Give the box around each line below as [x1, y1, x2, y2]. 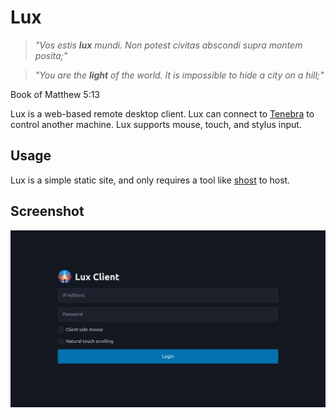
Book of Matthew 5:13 [10, 88, 101, 100]
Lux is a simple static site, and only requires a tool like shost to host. [10, 174, 291, 186]
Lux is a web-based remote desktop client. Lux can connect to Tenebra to [10, 107, 315, 120]
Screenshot [10, 203, 85, 220]
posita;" [34, 49, 68, 61]
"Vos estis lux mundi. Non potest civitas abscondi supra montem [34, 39, 303, 51]
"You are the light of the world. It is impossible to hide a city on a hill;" [34, 69, 325, 81]
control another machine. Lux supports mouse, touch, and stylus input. [10, 118, 302, 130]
